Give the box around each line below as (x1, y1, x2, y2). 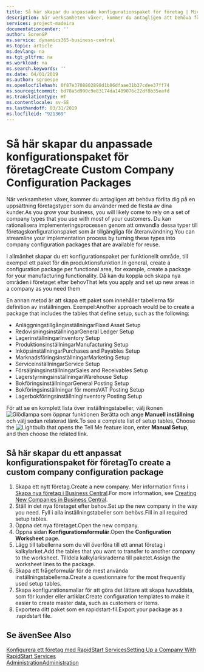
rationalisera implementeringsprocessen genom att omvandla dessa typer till (6, 221, 198, 229)
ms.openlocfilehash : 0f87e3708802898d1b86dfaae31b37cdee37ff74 (6, 83, 170, 89)
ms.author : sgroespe (6, 77, 59, 83)
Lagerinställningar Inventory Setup (15, 334, 100, 342)
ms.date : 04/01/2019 (6, 71, 59, 77)
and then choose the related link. (6, 430, 89, 438)
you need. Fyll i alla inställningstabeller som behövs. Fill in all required (15, 509, 188, 516)
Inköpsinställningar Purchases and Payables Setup (15, 347, 140, 355)
